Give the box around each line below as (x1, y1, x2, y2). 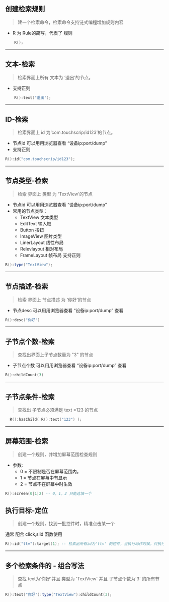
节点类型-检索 (5, 176, 48, 185)
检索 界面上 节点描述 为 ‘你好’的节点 (17, 296, 92, 303)
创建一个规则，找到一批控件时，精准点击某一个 (17, 521, 115, 527)
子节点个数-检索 (5, 337, 55, 346)
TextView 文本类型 (20, 214, 59, 220)
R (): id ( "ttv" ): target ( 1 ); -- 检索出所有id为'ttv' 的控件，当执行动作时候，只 (5, 541, 157, 546)
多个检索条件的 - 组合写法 (5, 561, 84, 570)
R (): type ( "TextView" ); (5, 262, 53, 267)
